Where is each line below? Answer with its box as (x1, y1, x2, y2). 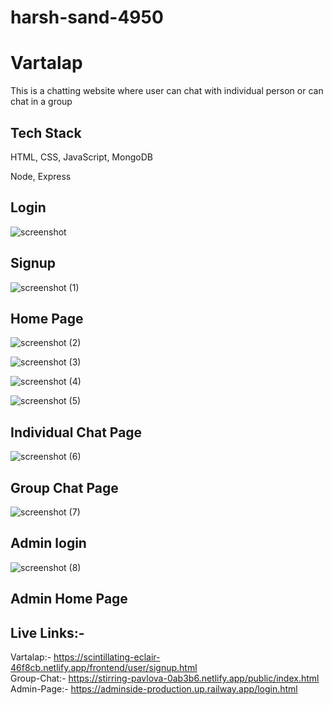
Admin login (10, 535, 87, 552)
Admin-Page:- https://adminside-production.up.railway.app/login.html (10, 683, 298, 695)
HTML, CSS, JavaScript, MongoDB (10, 151, 153, 163)
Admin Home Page (10, 591, 128, 608)
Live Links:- (10, 624, 85, 641)
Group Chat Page (10, 479, 119, 496)
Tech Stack (10, 124, 82, 141)
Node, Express (10, 170, 72, 182)
